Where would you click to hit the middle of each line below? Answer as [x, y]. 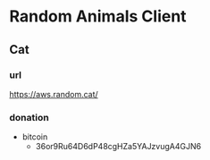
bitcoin [35, 137]
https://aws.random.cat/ [54, 94]
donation [29, 117]
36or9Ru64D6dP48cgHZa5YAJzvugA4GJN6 [118, 147]
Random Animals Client [98, 17]
